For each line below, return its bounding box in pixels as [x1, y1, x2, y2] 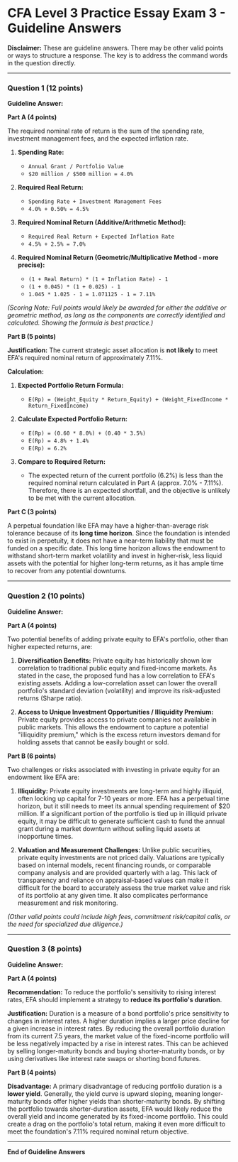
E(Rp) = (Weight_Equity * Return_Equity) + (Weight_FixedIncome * [28, 396, 229, 403]
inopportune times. [17, 832, 73, 840]
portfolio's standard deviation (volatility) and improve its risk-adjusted [17, 686, 221, 695]
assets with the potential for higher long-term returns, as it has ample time [7, 559, 225, 568]
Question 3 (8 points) [7, 944, 82, 954]
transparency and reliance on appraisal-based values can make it [17, 876, 209, 884]
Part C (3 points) [7, 508, 57, 516]
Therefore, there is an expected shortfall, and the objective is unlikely [28, 487, 230, 495]
